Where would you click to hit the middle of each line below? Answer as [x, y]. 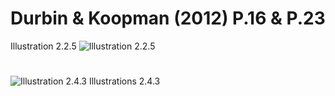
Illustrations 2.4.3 [124, 81]
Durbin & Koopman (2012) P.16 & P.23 [168, 18]
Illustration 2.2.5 [43, 46]
